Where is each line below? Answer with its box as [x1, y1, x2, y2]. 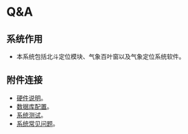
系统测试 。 [16, 111, 47, 119]
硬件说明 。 [16, 94, 47, 102]
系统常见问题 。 [16, 119, 59, 127]
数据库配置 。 [16, 102, 53, 110]
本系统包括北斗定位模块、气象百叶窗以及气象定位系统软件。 [16, 53, 185, 60]
